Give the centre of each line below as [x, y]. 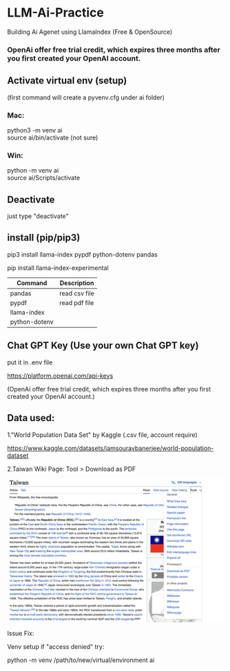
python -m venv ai [33, 171]
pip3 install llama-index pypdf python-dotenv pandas [83, 254]
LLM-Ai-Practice [56, 13]
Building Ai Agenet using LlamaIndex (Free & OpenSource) [90, 32]
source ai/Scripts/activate [44, 178]
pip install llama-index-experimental [58, 268]
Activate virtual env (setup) [67, 81]
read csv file [77, 293]
